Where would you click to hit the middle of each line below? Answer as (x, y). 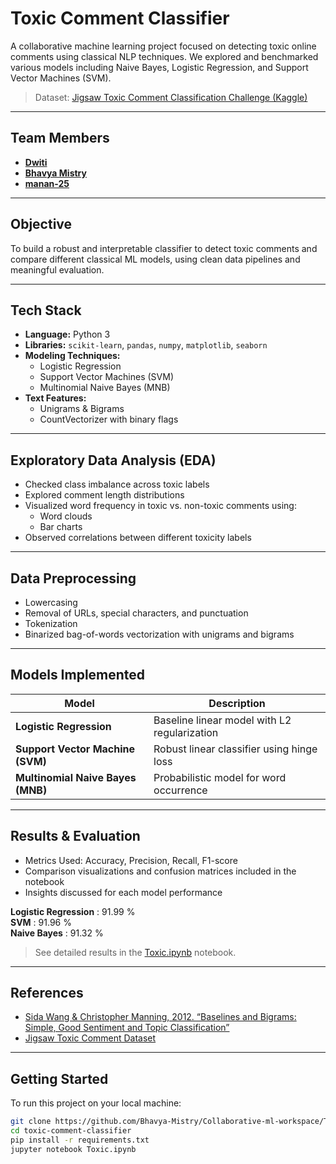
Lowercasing (51, 602)
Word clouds (66, 516)
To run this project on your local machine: (96, 1103)
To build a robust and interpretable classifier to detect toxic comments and (164, 248)
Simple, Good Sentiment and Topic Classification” (127, 1028)
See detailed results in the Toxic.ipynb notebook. (135, 952)
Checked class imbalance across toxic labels (117, 484)
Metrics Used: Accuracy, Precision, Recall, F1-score (131, 860)
